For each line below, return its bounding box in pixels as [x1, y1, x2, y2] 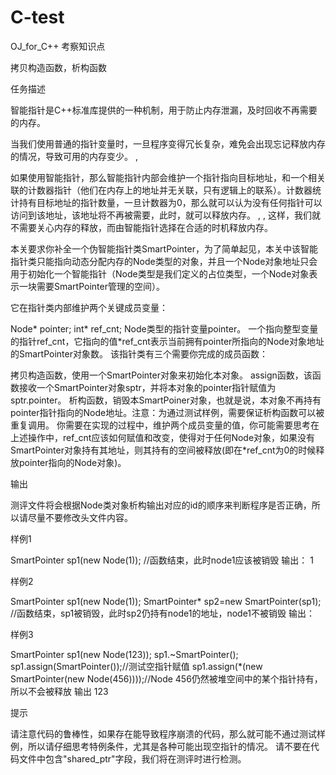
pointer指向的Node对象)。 [18, 456, 127, 468]
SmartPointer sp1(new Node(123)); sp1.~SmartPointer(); [10, 648, 239, 660]
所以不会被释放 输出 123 [10, 685, 109, 697]
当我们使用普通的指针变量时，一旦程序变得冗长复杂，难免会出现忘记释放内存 [10, 137, 326, 150]
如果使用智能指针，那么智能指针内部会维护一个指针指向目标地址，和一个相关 [10, 171, 326, 183]
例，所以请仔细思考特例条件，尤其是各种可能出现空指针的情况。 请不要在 [10, 740, 311, 752]
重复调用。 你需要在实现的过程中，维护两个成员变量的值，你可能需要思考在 [10, 419, 320, 431]
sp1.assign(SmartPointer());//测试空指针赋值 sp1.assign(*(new [10, 660, 263, 672]
